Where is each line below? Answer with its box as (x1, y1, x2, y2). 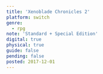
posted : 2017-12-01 (6, 58, 55, 64)
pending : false (6, 53, 45, 59)
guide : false (6, 48, 39, 54)
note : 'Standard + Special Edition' (6, 31, 98, 37)
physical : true (6, 42, 45, 48)
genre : (6, 20, 23, 26)
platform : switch (6, 14, 50, 20)
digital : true (6, 36, 42, 42)
